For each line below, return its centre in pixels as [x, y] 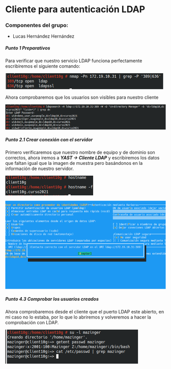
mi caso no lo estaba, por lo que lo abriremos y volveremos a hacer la [78, 317]
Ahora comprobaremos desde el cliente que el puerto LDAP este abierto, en [85, 312]
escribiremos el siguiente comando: [43, 66]
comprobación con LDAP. [32, 323]
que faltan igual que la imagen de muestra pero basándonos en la [74, 163]
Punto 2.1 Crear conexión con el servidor [49, 139]
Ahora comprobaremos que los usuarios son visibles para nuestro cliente [82, 97]
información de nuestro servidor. [39, 168]
